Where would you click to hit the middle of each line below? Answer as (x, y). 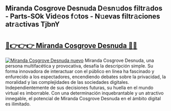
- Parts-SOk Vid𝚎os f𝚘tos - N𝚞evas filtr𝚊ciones (83, 17)
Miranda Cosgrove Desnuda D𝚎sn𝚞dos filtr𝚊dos (84, 8)
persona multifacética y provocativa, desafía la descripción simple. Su (79, 66)
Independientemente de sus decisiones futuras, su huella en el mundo (79, 87)
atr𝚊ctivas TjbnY (33, 24)
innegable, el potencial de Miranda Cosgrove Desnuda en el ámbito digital (83, 98)
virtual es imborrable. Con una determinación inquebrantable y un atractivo (84, 93)
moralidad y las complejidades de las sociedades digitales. (67, 82)
